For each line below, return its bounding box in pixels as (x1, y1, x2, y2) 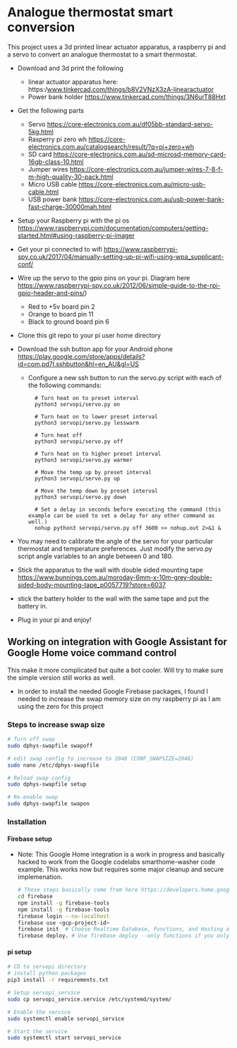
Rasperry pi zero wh (28, 135, 87, 143)
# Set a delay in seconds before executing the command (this (34, 506, 221, 513)
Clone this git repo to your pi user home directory (17, 331, 161, 339)
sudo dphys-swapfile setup (7, 781, 87, 788)
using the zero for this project (17, 702, 104, 710)
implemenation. (17, 873, 63, 881)
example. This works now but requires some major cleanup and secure (17, 865, 224, 873)
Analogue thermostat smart (7, 4, 174, 20)
